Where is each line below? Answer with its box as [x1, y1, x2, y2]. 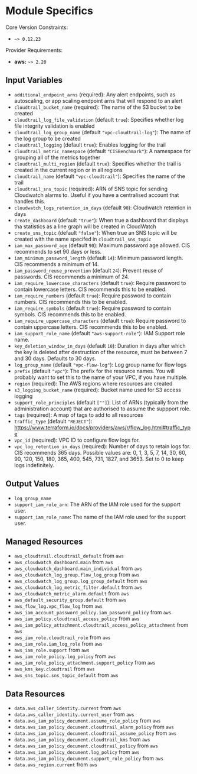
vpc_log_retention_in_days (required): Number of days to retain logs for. [14, 442, 191, 450]
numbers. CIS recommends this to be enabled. [14, 298, 127, 305]
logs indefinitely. [14, 461, 54, 468]
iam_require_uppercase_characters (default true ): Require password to [14, 317, 186, 324]
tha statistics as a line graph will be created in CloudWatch [14, 223, 157, 230]
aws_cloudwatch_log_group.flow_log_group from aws [14, 571, 140, 578]
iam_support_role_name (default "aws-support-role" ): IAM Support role [14, 329, 185, 336]
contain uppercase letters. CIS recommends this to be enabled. [14, 323, 168, 331]
